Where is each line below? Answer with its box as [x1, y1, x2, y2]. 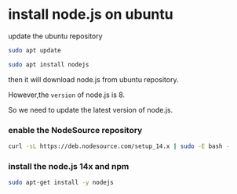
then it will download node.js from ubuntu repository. [8, 74, 179, 84]
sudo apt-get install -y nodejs [8, 178, 114, 187]
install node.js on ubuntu [8, 5, 174, 23]
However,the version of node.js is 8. [8, 90, 126, 99]
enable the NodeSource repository [8, 124, 143, 135]
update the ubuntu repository [8, 31, 104, 41]
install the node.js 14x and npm [8, 160, 129, 171]
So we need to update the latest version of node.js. [8, 105, 173, 114]
